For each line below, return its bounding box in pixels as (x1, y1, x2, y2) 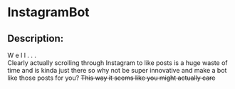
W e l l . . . (7, 51, 37, 59)
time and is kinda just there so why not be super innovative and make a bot (7, 66, 227, 74)
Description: (7, 32, 64, 44)
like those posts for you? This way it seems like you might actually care (7, 73, 216, 82)
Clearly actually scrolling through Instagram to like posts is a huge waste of (7, 59, 228, 67)
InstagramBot (7, 4, 90, 20)
